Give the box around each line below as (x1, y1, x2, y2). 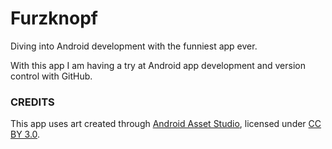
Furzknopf (10, 7, 98, 30)
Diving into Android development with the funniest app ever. (10, 40, 258, 52)
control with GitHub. (10, 70, 93, 82)
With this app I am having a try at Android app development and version (10, 59, 306, 71)
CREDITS (10, 95, 55, 109)
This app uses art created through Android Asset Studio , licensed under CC (10, 118, 322, 130)
